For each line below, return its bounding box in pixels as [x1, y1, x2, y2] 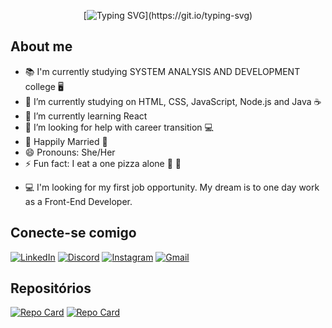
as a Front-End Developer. [24, 195, 133, 207]
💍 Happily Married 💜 [24, 135, 108, 147]
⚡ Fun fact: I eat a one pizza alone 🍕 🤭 [24, 157, 182, 169]
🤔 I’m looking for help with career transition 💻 [24, 121, 214, 133]
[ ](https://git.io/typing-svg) [83, 10, 253, 21]
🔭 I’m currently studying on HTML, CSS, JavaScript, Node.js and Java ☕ [24, 95, 322, 107]
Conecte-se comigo [10, 225, 137, 242]
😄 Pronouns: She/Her [24, 146, 116, 158]
